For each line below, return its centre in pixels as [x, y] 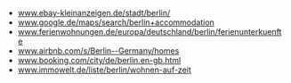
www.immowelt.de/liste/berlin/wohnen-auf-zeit [104, 70]
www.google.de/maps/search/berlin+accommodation [116, 22]
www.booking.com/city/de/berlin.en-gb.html [99, 60]
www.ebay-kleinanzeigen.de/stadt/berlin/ [94, 13]
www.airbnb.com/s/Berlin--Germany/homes [98, 51]
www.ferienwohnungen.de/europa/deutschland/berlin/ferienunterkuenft [150, 32]
